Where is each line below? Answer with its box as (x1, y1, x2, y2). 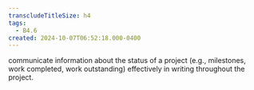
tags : (8, 19, 26, 27)
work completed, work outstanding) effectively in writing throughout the (8, 65, 245, 74)
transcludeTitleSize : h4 (8, 11, 91, 20)
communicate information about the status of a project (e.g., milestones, (8, 56, 246, 65)
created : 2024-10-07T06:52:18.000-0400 (8, 33, 141, 42)
